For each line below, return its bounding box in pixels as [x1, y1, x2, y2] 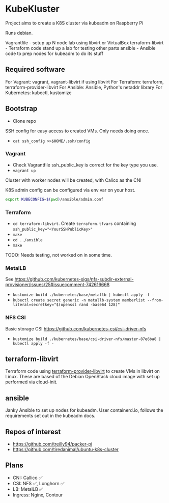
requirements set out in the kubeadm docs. [5, 413, 96, 419]
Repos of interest [5, 427, 61, 436]
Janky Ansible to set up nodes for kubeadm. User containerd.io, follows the [5, 407, 164, 413]
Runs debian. [5, 30, 33, 36]
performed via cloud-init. [5, 379, 58, 385]
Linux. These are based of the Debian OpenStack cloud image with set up [5, 374, 160, 380]
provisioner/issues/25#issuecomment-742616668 [5, 282, 110, 288]
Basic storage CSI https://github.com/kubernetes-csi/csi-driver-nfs [5, 325, 147, 331]
